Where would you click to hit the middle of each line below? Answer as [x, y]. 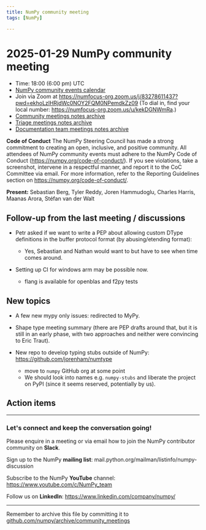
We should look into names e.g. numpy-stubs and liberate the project [110, 378]
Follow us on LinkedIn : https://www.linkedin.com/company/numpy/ [91, 497]
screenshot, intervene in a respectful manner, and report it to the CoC [94, 167]
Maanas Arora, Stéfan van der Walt [51, 199]
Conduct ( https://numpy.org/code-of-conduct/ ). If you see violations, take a [102, 161]
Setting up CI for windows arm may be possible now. [82, 270]
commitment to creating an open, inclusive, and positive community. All [97, 147]
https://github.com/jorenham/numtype [63, 359]
